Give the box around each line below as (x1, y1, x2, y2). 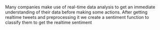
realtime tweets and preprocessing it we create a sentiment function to (5, 15, 149, 20)
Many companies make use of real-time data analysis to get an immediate (5, 4, 156, 10)
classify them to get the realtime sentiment (5, 19, 92, 25)
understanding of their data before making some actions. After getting (5, 9, 148, 15)
